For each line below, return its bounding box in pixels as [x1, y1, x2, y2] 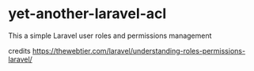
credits [8, 46, 31, 55]
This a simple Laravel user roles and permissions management [8, 31, 212, 40]
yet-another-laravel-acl [8, 5, 167, 23]
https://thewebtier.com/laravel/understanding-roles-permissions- [32, 46, 246, 55]
